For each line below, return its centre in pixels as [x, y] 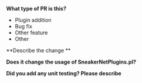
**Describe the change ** [39, 50]
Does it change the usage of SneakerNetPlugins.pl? [71, 62]
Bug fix [23, 26]
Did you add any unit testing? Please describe [64, 73]
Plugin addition [33, 20]
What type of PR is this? [36, 9]
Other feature [31, 33]
